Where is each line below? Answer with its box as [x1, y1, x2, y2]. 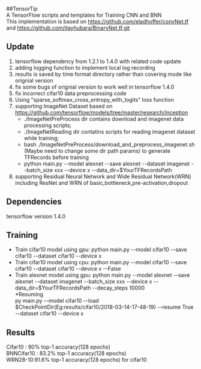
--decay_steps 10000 [92, 284, 145, 291]
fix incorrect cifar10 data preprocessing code [14, 90, 127, 97]
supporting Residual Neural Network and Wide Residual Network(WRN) [14, 173, 191, 180]
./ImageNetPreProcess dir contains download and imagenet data [23, 115, 184, 122]
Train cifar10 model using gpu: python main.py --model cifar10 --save [14, 246, 187, 253]
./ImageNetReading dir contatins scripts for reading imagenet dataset [23, 128, 196, 135]
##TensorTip [6, 5, 38, 12]
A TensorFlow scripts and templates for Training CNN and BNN [6, 11, 162, 19]
